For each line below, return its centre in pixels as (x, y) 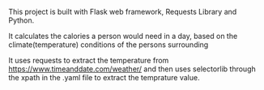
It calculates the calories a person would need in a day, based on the (123, 36)
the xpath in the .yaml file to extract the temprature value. (104, 77)
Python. (21, 20)
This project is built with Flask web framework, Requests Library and (123, 12)
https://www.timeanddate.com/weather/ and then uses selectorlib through (132, 69)
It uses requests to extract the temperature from (89, 60)
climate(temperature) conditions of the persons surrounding (109, 45)
